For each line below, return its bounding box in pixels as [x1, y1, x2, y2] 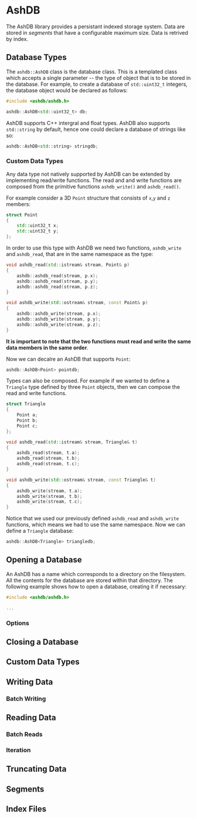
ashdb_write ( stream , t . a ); [16, 488, 83, 494]
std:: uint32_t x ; [16, 223, 59, 229]
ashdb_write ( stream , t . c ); [16, 499, 83, 505]
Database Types [6, 52, 67, 62]
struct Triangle [6, 401, 46, 407]
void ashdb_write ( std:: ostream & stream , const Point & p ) [6, 300, 148, 306]
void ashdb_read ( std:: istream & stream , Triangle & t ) [6, 439, 138, 445]
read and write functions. [6, 390, 67, 397]
